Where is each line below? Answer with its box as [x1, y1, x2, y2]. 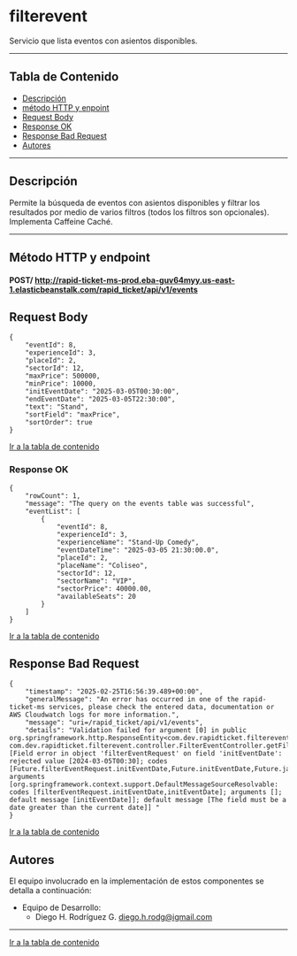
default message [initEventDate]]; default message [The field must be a [9, 796, 287, 805]
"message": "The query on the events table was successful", [25, 499, 255, 508]
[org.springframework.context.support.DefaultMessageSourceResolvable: [9, 780, 278, 789]
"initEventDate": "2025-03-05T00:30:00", [25, 387, 179, 396]
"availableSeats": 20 [56, 592, 137, 600]
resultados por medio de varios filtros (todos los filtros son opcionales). [9, 206, 270, 218]
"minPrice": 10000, [25, 379, 97, 388]
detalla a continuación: [9, 885, 92, 896]
